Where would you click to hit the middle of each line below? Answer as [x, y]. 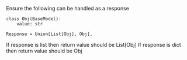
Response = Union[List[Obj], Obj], [49, 34]
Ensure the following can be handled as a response [68, 8]
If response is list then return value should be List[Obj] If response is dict [93, 45]
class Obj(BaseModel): [34, 19]
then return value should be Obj [44, 51]
